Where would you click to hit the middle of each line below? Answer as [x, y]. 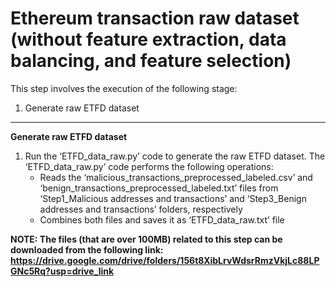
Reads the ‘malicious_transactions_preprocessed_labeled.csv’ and [176, 177]
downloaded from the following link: [87, 249]
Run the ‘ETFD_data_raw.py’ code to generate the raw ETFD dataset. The [175, 156]
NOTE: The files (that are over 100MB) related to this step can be [146, 239]
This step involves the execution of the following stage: [124, 88]
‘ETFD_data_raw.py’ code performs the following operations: [149, 166]
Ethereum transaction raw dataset [155, 18]
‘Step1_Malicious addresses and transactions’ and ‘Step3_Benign [173, 198]
